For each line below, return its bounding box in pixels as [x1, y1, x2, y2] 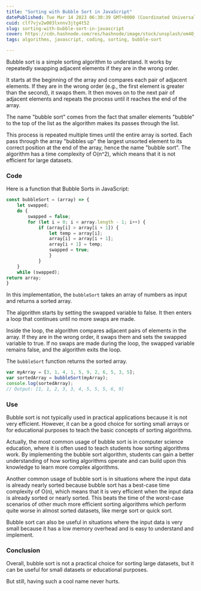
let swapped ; [17, 202, 50, 208]
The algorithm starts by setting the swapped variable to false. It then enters [6, 309, 192, 316]
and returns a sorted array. [6, 298, 72, 305]
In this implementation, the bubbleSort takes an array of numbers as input [6, 291, 187, 298]
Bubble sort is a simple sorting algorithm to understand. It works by [6, 58, 172, 65]
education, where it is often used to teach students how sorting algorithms [6, 444, 190, 452]
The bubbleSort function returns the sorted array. [6, 357, 127, 365]
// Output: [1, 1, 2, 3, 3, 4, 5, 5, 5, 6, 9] [6, 386, 124, 392]
